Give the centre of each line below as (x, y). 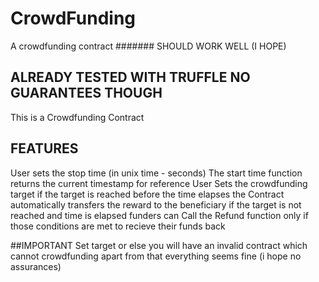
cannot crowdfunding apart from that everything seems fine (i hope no (156, 256)
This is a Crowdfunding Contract (77, 117)
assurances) (36, 266)
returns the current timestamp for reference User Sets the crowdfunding (159, 183)
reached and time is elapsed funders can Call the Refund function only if (159, 215)
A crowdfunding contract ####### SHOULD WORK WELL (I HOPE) (148, 46)
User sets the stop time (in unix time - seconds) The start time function (156, 173)
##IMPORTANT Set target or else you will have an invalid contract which (159, 245)
